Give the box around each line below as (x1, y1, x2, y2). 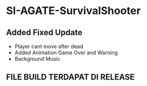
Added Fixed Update (6, 27, 82, 37)
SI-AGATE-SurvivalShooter (6, 4, 141, 18)
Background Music (14, 56, 61, 62)
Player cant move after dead (14, 43, 83, 50)
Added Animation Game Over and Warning (14, 49, 118, 56)
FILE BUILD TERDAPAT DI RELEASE (6, 72, 135, 82)
